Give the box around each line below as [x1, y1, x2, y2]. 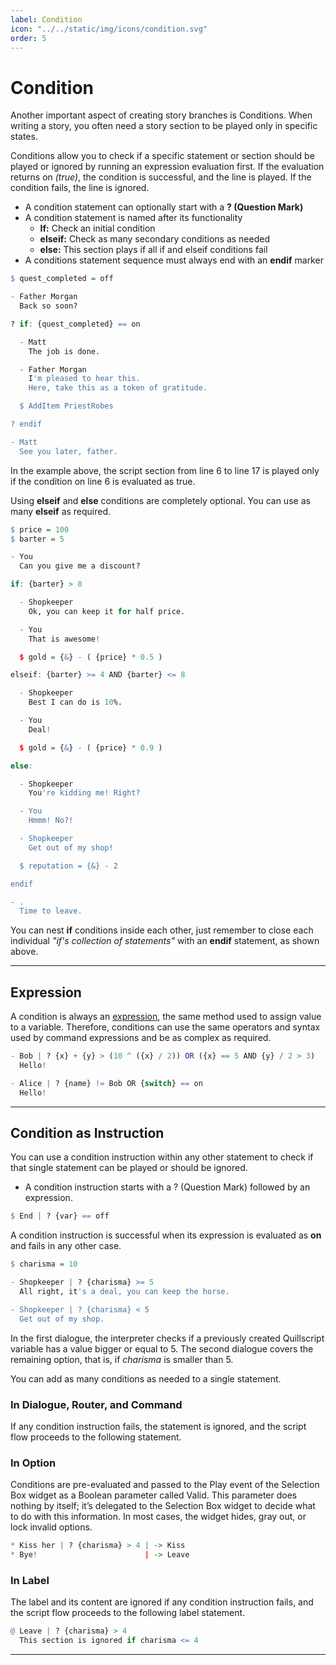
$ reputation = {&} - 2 [19, 861, 118, 871]
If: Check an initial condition [39, 222, 156, 235]
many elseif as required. [10, 505, 112, 517]
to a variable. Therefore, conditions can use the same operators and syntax [10, 1021, 321, 1033]
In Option [10, 1456, 57, 1470]
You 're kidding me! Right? [28, 788, 141, 798]
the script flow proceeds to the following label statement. [10, 1607, 246, 1619]
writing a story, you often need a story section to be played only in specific [10, 120, 318, 132]
